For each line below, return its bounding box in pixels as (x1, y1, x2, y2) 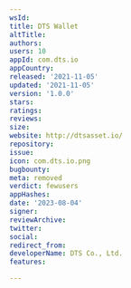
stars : (9, 97, 34, 107)
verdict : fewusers (9, 182, 79, 191)
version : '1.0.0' (9, 89, 75, 98)
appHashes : (9, 190, 51, 199)
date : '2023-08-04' (9, 198, 83, 208)
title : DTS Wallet (9, 22, 79, 31)
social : (9, 232, 39, 241)
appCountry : (9, 64, 54, 73)
